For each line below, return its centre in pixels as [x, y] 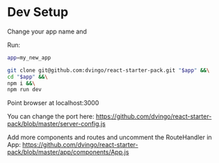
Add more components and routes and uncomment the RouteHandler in [109, 137]
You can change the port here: [51, 116]
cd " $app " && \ [28, 77]
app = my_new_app [29, 57]
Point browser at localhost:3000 [53, 103]
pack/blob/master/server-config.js [56, 124]
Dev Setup [38, 12]
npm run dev [24, 90]
